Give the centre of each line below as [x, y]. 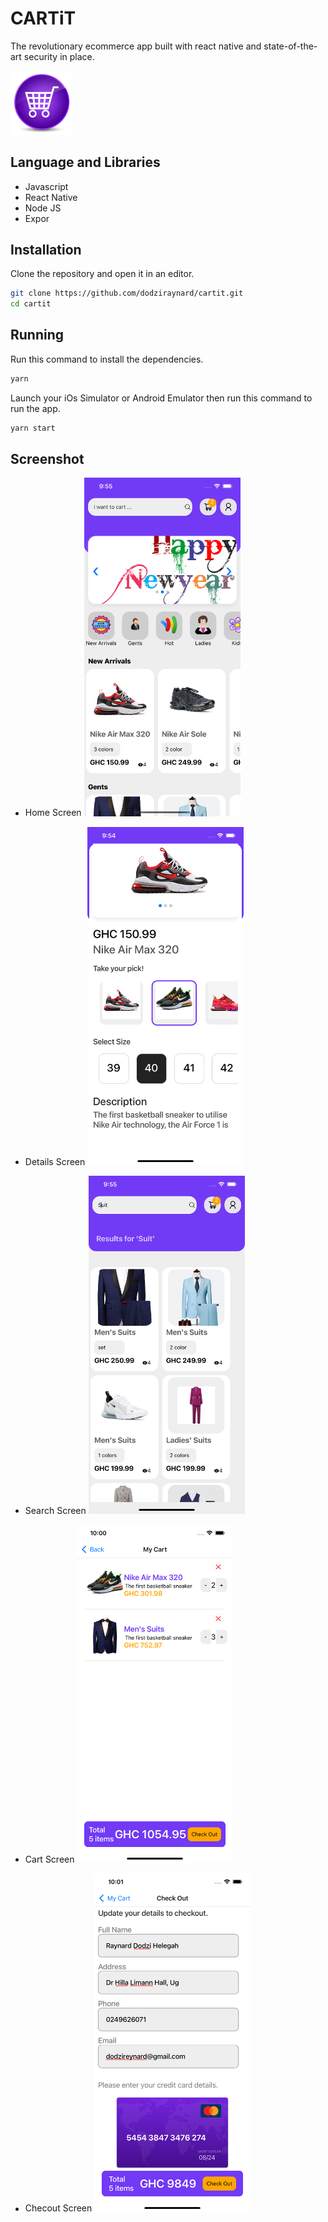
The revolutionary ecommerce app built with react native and [136, 46]
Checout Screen [58, 2208]
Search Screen [55, 1511]
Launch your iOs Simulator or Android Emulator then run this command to [161, 398]
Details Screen [55, 1161]
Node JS [43, 208]
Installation [46, 249]
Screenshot [47, 459]
